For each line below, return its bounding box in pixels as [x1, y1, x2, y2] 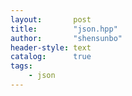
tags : [10, 61, 33, 71]
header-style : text [10, 42, 92, 53]
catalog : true [10, 52, 92, 62]
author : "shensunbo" [10, 33, 123, 43]
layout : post [10, 14, 92, 25]
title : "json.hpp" [10, 24, 118, 34]
